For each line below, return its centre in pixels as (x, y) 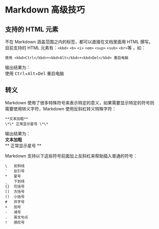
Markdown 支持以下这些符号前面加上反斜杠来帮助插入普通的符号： (71, 156)
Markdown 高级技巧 (45, 10)
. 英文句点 (17, 217)
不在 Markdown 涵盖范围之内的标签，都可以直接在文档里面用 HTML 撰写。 (79, 42)
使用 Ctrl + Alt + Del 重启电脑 (35, 73)
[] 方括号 (15, 191)
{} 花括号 (15, 186)
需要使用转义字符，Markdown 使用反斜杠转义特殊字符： (61, 109)
